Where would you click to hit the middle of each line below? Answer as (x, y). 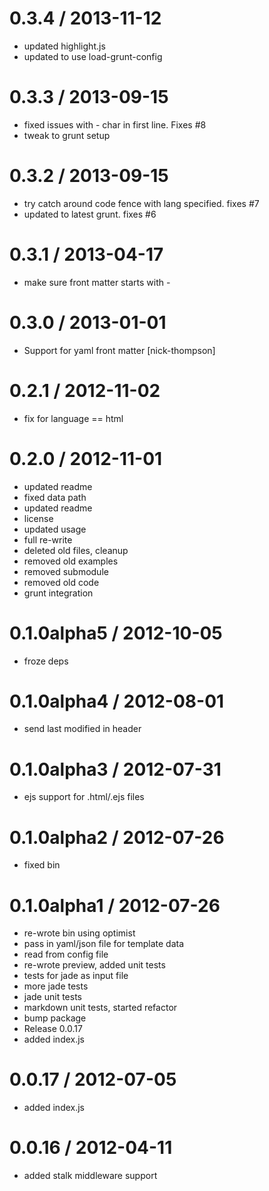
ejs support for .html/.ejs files (84, 797)
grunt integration (58, 593)
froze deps (46, 661)
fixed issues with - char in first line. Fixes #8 (115, 124)
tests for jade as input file (76, 976)
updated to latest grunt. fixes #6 (90, 214)
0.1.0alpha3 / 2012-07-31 (115, 769)
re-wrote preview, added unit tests (94, 965)
